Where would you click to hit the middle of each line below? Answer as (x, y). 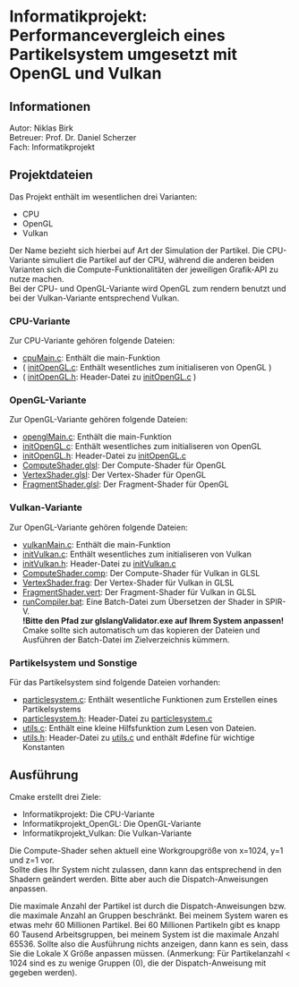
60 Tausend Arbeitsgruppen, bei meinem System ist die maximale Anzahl (144, 934)
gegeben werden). (43, 972)
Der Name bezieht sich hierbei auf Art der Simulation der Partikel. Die (137, 250)
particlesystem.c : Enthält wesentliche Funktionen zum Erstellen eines (149, 699)
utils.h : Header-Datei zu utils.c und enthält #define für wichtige (138, 737)
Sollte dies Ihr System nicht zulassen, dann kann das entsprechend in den (145, 869)
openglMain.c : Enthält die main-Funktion (97, 437)
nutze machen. (37, 278)
